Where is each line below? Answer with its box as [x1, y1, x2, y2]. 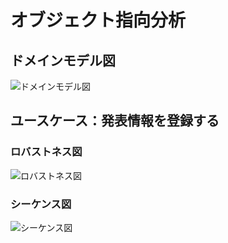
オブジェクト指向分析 [10, 9, 187, 32]
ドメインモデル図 [10, 52, 116, 69]
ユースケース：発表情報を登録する [10, 112, 220, 130]
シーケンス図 [10, 197, 72, 211]
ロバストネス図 [10, 145, 83, 159]
